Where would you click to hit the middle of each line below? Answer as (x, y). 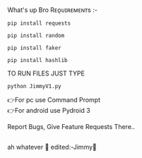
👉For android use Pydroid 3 (49, 110)
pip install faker (34, 48)
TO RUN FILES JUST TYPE (46, 73)
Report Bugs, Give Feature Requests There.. (71, 127)
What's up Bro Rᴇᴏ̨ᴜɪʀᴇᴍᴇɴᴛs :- (52, 10)
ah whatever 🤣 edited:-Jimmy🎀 (52, 147)
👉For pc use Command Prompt (54, 100)
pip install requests (39, 23)
